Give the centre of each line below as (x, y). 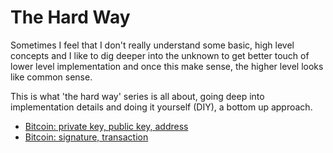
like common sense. (51, 77)
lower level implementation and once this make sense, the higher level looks (167, 66)
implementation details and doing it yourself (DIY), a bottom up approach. (161, 107)
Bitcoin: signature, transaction (86, 137)
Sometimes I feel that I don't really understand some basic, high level (152, 45)
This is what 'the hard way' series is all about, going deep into (137, 96)
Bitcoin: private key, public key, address (106, 126)
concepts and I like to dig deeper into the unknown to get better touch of (160, 55)
